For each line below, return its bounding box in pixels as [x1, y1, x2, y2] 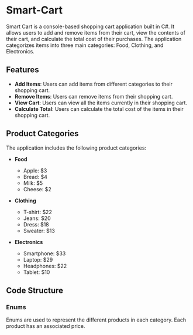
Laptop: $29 [23, 256, 53, 263]
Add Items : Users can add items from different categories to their [14, 80, 173, 87]
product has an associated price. [6, 323, 85, 330]
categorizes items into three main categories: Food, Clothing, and [6, 42, 164, 49]
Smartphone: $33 [23, 250, 66, 257]
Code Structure [6, 285, 63, 295]
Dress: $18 [23, 221, 49, 228]
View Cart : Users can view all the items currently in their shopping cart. [14, 99, 188, 106]
